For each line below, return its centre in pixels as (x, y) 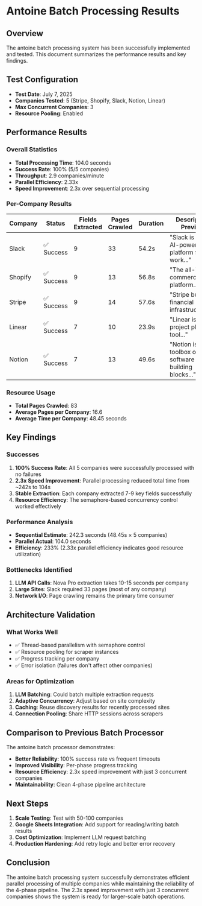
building (181, 367)
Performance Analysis (40, 522)
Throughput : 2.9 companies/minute (60, 176)
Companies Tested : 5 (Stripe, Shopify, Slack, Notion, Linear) (90, 100)
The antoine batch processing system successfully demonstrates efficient (98, 877)
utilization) (28, 554)
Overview (25, 33)
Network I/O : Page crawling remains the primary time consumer (94, 596)
